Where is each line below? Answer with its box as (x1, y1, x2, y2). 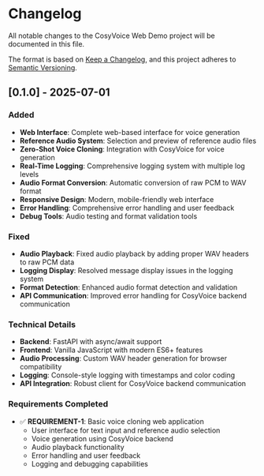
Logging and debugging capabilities (31, 459, 148, 468)
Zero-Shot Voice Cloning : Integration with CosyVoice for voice (19, 144, 225, 154)
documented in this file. (8, 39, 85, 48)
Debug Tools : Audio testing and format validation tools (19, 211, 198, 221)
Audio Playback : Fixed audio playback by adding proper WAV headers (19, 249, 250, 258)
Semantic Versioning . (8, 62, 77, 72)
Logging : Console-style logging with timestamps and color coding (19, 370, 236, 380)
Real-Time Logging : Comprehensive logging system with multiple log (19, 161, 246, 171)
